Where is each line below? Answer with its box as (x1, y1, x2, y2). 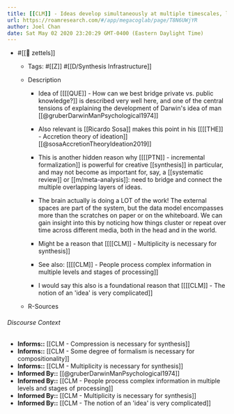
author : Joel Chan (7, 23, 61, 30)
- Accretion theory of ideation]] (38, 132, 128, 141)
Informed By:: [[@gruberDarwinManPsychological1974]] (17, 369, 180, 378)
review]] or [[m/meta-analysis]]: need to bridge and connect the (38, 176, 223, 184)
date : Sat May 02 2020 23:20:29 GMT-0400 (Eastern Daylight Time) (7, 29, 204, 37)
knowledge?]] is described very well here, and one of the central (38, 97, 224, 105)
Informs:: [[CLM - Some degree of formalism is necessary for (17, 347, 195, 355)
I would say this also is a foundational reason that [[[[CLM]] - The (38, 282, 226, 290)
